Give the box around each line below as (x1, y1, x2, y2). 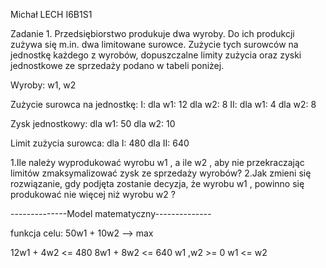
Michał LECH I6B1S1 (10, 9, 93, 20)
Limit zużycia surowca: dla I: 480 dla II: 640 (10, 137, 190, 149)
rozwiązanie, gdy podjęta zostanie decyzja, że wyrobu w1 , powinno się (10, 178, 305, 189)
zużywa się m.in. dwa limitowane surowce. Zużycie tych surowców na (10, 39, 299, 50)
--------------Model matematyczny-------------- (10, 208, 212, 219)
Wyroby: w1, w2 (10, 79, 77, 91)
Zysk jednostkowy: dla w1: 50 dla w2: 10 (10, 118, 176, 129)
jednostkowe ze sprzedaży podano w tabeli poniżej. (10, 60, 225, 71)
